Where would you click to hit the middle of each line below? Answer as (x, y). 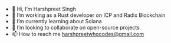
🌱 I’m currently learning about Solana (57, 21)
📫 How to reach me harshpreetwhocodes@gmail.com (78, 34)
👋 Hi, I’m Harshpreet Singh (44, 9)
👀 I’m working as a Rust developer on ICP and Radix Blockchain (88, 15)
